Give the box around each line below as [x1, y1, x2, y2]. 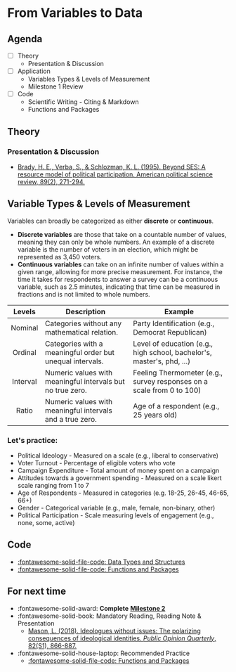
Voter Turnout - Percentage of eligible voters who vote [17, 458, 176, 467]
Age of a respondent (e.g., [133, 401, 220, 411]
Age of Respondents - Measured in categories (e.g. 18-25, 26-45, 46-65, [17, 489, 229, 497]
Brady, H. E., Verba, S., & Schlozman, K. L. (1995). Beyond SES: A [17, 162, 206, 171]
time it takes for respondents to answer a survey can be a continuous [17, 275, 218, 283]
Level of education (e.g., [133, 339, 213, 349]
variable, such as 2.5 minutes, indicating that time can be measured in [17, 283, 221, 291]
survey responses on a [133, 376, 209, 386]
